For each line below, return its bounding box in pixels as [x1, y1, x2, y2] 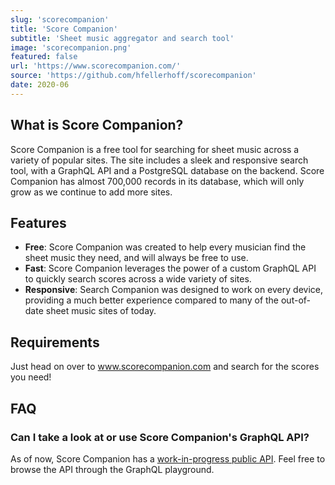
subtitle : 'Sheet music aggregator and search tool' [10, 33, 235, 43]
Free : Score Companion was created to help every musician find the [24, 241, 307, 253]
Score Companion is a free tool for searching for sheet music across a [10, 143, 300, 155]
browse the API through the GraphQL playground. [10, 463, 215, 475]
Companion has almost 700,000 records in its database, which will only [10, 175, 305, 187]
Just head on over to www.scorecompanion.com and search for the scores [10, 361, 320, 373]
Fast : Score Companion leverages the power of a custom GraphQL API [24, 262, 317, 275]
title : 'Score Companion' [10, 24, 118, 34]
